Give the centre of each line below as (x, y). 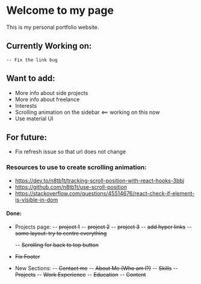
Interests (26, 105)
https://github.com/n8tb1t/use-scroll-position (71, 187)
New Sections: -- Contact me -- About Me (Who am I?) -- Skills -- (97, 268)
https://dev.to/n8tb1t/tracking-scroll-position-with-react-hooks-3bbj (100, 181)
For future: (26, 137)
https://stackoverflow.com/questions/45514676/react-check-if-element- (105, 193)
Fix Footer (27, 256)
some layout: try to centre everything (61, 233)
